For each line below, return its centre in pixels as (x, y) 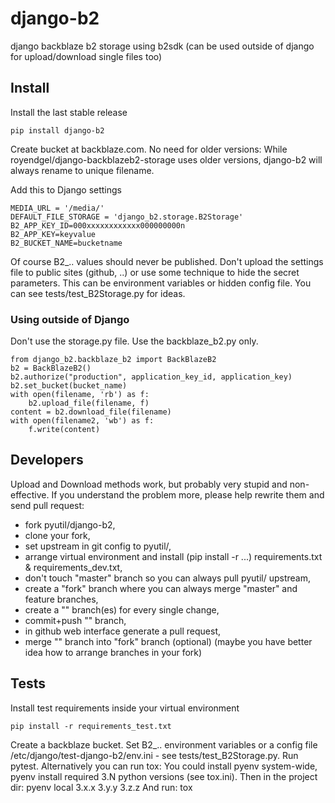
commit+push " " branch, (75, 620)
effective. (30, 494)
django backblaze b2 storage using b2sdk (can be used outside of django (162, 46)
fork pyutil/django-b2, (70, 524)
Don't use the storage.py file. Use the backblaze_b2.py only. (134, 341)
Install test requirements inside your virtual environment (125, 708)
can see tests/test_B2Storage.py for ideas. (98, 293)
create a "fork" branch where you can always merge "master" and (161, 588)
